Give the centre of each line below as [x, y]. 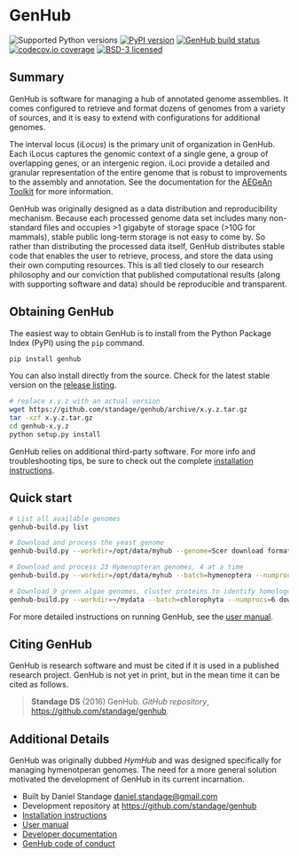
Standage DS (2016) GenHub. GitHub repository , [120, 702]
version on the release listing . [63, 385]
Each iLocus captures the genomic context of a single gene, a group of [139, 153]
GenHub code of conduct [68, 844]
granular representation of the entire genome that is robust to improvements [148, 172]
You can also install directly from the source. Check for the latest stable [140, 376]
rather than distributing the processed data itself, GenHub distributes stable [147, 246]
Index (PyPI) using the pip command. [77, 342]
